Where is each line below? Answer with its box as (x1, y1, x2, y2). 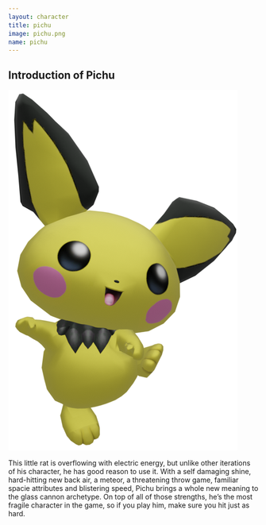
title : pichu (8, 21, 52, 29)
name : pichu (8, 38, 48, 46)
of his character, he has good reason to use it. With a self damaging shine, (8, 467, 252, 477)
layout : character (8, 13, 69, 21)
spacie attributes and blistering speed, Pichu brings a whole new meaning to (8, 484, 259, 493)
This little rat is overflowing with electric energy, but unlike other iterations (8, 458, 251, 468)
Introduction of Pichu (8, 68, 115, 82)
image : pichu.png (8, 29, 66, 37)
